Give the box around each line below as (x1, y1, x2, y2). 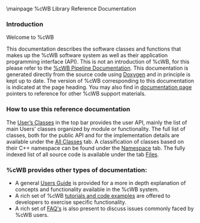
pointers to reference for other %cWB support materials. (6, 90, 146, 97)
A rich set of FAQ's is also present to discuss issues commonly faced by (14, 204, 194, 212)
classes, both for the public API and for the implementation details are (6, 132, 180, 139)
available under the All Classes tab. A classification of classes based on (6, 138, 184, 145)
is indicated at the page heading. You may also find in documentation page (6, 84, 192, 91)
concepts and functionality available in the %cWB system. (14, 186, 160, 193)
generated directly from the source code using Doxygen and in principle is (6, 71, 191, 78)
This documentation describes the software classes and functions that (6, 45, 181, 53)
